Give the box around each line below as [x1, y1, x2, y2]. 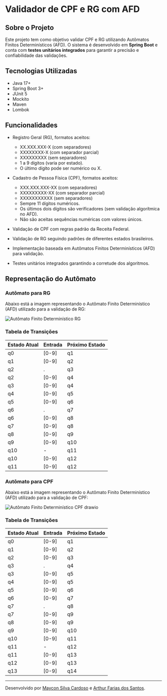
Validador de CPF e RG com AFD [5, 3, 140, 15]
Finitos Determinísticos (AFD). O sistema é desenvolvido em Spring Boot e [5, 42, 158, 48]
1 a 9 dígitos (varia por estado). [19, 160, 83, 166]
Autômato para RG [5, 289, 51, 296]
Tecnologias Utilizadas [5, 67, 78, 75]
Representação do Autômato [5, 275, 96, 283]
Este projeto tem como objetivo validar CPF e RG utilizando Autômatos [5, 36, 149, 42]
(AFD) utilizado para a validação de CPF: [5, 495, 88, 501]
